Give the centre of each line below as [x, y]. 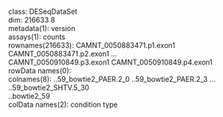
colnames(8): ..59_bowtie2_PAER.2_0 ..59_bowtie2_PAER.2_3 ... [112, 79]
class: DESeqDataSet [43, 12]
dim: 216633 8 [32, 20]
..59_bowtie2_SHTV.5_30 [49, 88]
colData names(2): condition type [63, 104]
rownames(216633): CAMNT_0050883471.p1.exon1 [92, 45]
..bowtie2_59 [29, 96]
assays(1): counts [37, 37]
